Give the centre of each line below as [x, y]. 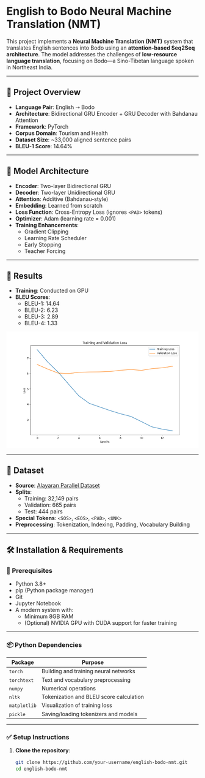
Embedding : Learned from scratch [59, 205]
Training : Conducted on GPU [52, 291]
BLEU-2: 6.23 [41, 310]
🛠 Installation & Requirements [65, 550]
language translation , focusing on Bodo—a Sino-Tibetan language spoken [100, 61]
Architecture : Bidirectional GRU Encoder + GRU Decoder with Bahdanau [106, 113]
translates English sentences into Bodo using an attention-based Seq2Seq [101, 48]
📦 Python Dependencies [44, 645]
